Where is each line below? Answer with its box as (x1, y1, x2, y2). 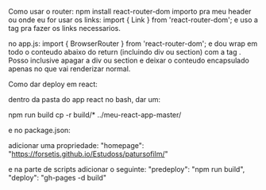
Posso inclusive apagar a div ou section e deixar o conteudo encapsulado (8, 55, 250, 65)
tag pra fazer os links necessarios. (8, 24, 121, 32)
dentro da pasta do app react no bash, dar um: (8, 95, 161, 104)
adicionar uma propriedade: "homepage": (8, 141, 145, 150)
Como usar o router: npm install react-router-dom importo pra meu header (8, 7, 252, 16)
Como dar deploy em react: (8, 79, 98, 89)
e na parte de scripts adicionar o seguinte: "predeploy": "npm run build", (8, 165, 245, 173)
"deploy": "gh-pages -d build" (8, 173, 107, 182)
